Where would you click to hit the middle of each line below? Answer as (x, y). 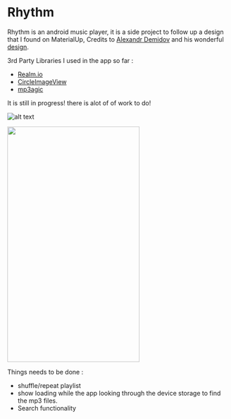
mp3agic (30, 89)
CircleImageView (42, 81)
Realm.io (30, 74)
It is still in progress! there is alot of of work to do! (79, 102)
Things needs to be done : (45, 372)
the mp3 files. (37, 401)
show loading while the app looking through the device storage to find (119, 393)
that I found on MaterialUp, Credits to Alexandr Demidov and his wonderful (115, 39)
